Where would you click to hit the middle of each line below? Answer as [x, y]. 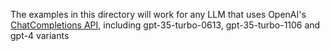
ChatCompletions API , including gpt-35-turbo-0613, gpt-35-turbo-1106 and [165, 25]
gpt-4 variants [40, 35]
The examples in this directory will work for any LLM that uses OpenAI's [158, 14]
